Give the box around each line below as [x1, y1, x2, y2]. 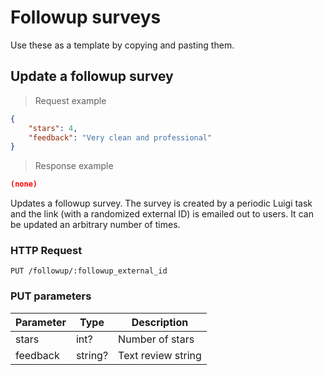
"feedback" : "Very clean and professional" [28, 132, 213, 143]
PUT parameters [10, 289, 92, 303]
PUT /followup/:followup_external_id [10, 266, 168, 276]
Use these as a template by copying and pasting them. [10, 39, 235, 51]
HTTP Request [10, 244, 83, 258]
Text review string [118, 348, 202, 362]
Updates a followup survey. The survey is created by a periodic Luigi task [10, 197, 313, 210]
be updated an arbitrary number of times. [10, 219, 181, 231]
